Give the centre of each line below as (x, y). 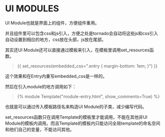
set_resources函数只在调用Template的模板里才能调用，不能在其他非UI (76, 117)
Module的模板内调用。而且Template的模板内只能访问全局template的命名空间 (83, 123)
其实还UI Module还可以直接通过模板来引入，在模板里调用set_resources (77, 50)
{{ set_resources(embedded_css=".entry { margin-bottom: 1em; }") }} (87, 66)
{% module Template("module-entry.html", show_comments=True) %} (88, 96)
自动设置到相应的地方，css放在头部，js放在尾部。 (56, 39)
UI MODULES (32, 9)
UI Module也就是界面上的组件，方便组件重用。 (52, 23)
